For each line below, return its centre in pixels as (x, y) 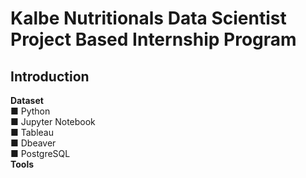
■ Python (30, 111)
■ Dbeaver (33, 143)
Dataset (27, 100)
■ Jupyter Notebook (53, 121)
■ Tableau (32, 132)
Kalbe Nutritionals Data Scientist (148, 18)
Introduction (50, 76)
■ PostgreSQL (40, 153)
